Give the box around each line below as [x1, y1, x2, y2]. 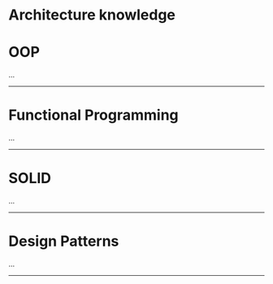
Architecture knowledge [8, 6, 176, 24]
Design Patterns [8, 232, 119, 251]
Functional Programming [8, 106, 179, 125]
